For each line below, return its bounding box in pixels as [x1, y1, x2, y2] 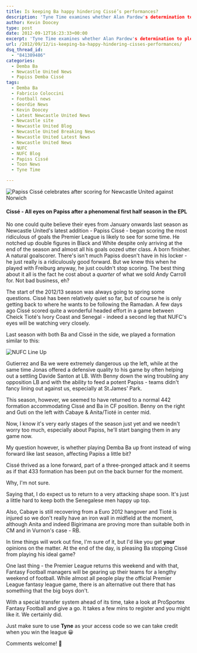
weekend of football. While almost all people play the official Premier [6, 575, 172, 582]
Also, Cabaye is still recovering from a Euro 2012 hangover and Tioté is [6, 509, 177, 516]
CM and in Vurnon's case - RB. [6, 527, 81, 534]
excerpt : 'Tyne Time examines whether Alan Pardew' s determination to [6, 36, 182, 42]
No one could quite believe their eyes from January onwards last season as [6, 221, 188, 228]
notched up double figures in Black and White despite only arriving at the [6, 240, 183, 247]
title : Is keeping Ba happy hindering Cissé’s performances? [6, 8, 159, 15]
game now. [6, 433, 33, 440]
